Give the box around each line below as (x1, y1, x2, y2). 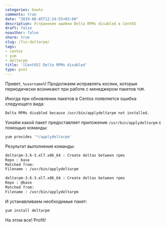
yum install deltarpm (5, 208, 50, 213)
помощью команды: (5, 124, 48, 130)
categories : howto (5, 7, 43, 12)
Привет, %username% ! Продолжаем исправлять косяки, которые (5, 81, 138, 87)
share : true (5, 35, 30, 40)
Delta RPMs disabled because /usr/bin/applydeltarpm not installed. (5, 111, 150, 115)
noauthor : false (5, 30, 39, 35)
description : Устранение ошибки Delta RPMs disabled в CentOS (5, 21, 136, 26)
